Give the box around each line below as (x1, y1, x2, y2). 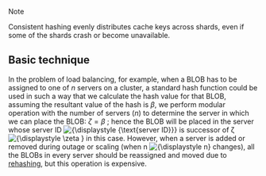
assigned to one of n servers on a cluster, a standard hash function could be (8, 82, 258, 92)
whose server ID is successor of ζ (8, 124, 235, 134)
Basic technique (8, 53, 90, 67)
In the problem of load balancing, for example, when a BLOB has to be (8, 75, 237, 84)
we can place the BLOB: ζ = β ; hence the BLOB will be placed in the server (8, 117, 254, 126)
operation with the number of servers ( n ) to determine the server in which (8, 108, 250, 117)
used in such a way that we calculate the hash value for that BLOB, (8, 91, 226, 101)
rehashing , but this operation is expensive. (8, 159, 147, 168)
